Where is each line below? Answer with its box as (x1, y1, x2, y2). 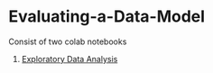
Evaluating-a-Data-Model (8, 6, 205, 27)
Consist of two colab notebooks (8, 36, 127, 47)
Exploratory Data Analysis (21, 53, 118, 64)
